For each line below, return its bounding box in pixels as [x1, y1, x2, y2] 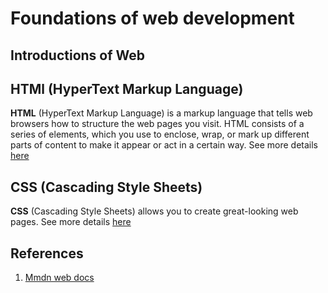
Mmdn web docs [24, 272, 95, 284]
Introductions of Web [10, 47, 146, 64]
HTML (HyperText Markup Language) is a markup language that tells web [10, 107, 313, 119]
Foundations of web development [10, 7, 295, 30]
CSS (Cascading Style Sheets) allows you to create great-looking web [10, 205, 299, 217]
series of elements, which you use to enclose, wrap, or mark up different [10, 128, 310, 141]
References [10, 245, 84, 262]
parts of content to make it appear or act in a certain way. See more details [10, 139, 318, 151]
